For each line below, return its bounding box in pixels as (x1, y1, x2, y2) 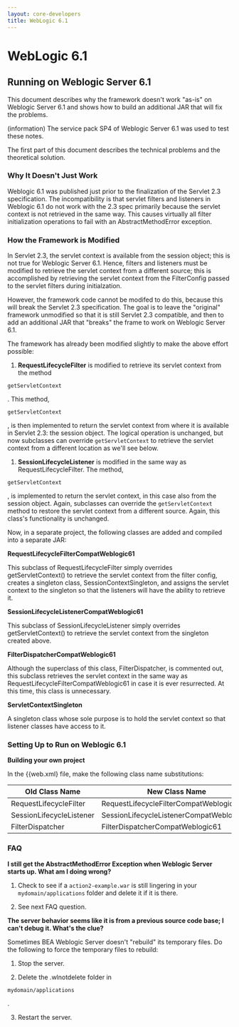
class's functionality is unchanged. (7, 514, 110, 523)
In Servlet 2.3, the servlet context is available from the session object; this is (7, 251, 230, 260)
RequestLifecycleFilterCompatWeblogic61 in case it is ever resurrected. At (7, 679, 225, 688)
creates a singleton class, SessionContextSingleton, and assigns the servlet (7, 578, 229, 587)
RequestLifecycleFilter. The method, (17, 465, 124, 474)
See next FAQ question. (17, 902, 87, 911)
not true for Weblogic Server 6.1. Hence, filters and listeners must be (7, 259, 208, 267)
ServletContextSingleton (7, 700, 83, 710)
